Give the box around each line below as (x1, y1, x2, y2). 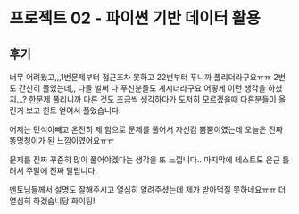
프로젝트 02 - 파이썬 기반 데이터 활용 (9, 8, 262, 29)
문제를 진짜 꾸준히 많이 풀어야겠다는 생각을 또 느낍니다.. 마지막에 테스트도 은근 (9, 154, 281, 165)
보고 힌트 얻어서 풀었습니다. (25, 105, 122, 116)
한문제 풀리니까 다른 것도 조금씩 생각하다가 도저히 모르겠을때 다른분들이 (28, 95, 277, 104)
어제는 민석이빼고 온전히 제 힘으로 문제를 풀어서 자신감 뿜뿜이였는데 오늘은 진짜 (9, 124, 284, 135)
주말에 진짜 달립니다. (25, 166, 98, 176)
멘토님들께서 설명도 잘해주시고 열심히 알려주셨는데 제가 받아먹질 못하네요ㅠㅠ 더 (9, 185, 287, 194)
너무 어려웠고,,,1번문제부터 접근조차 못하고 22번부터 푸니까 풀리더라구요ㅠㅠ (9, 72, 272, 82)
